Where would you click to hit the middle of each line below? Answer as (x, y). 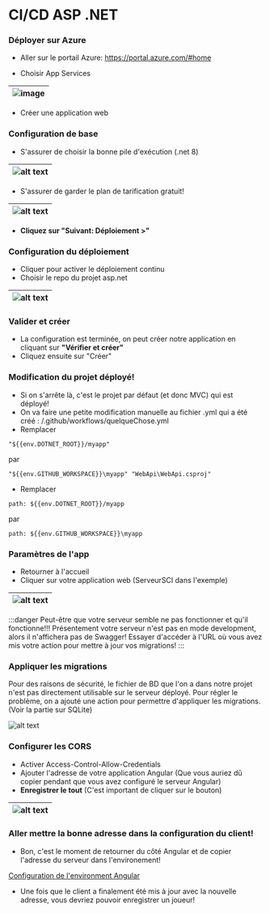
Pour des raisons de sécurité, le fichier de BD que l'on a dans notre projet (131, 684)
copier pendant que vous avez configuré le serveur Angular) (120, 781)
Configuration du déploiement (69, 251)
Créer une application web (64, 113)
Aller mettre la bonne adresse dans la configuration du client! (131, 834)
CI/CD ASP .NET (63, 15)
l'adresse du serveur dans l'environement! (91, 860)
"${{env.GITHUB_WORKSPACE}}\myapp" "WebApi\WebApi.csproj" (110, 474)
